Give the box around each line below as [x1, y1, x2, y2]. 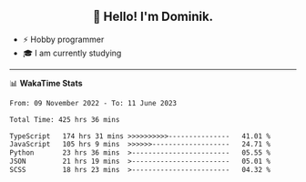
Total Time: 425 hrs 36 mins [9, 115, 120, 124]
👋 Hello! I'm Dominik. [92, 9, 214, 25]
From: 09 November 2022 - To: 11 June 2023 [9, 98, 178, 107]
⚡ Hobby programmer [22, 34, 105, 45]
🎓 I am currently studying [22, 47, 122, 58]
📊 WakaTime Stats [9, 77, 84, 88]
